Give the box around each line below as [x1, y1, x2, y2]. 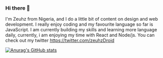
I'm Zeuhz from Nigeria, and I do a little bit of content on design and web [5, 16, 158, 22]
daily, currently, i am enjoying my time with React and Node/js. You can [5, 32, 155, 38]
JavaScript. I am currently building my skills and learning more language [5, 27, 157, 33]
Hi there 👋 [5, 5, 31, 12]
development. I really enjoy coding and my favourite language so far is [5, 21, 153, 27]
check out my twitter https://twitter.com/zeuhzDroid [5, 37, 115, 43]
